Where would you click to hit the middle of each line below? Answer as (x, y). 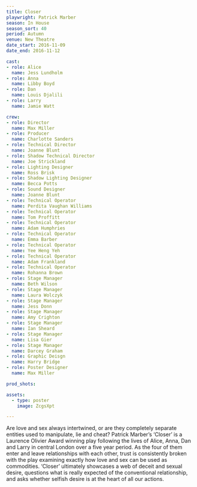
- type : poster (31, 400)
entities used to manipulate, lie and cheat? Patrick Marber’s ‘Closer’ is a (94, 434)
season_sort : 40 (26, 28)
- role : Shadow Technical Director (51, 156)
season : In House (28, 23)
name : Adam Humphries (39, 228)
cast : (13, 61)
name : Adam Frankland (39, 262)
